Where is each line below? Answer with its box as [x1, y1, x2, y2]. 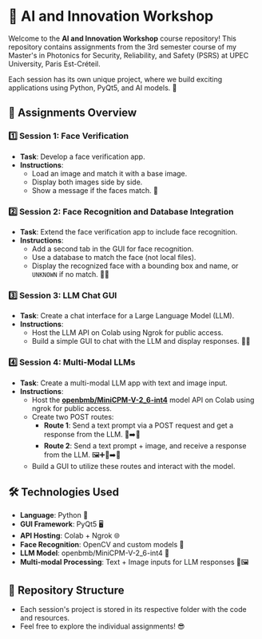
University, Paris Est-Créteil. [8, 59, 101, 69]
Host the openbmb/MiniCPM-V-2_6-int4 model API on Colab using [31, 395, 255, 404]
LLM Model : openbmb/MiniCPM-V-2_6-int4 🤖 [19, 548, 170, 558]
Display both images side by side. [31, 177, 143, 187]
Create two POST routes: [31, 412, 114, 421]
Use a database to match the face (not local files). [31, 252, 196, 262]
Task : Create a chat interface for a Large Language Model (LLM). [19, 311, 235, 321]
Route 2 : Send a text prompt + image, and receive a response [43, 440, 247, 450]
